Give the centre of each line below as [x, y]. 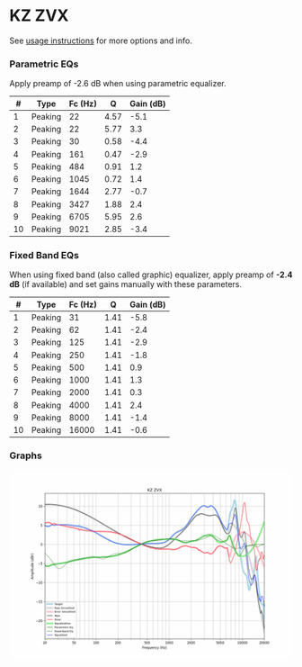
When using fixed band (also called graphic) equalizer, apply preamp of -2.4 [151, 275]
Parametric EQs [44, 64]
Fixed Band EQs [44, 255]
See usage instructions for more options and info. [101, 41]
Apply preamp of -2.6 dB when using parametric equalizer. [118, 84]
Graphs [26, 455]
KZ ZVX [39, 16]
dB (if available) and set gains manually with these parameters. [126, 284]
